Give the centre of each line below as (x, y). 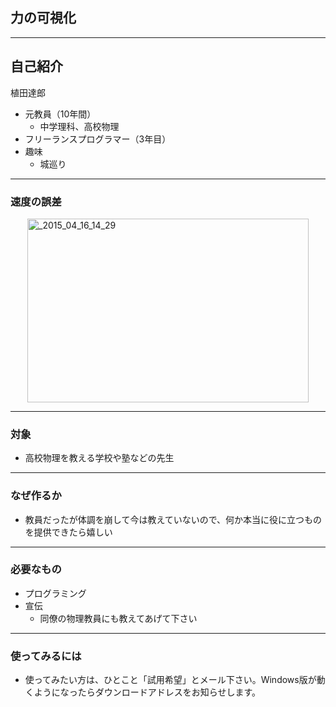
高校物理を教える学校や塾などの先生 (99, 458)
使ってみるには (46, 656)
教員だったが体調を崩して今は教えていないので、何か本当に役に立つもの (173, 519)
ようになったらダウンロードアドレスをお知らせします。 (147, 692)
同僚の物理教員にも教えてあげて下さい (118, 618)
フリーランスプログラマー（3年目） (98, 139)
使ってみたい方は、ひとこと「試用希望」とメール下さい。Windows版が (170, 680)
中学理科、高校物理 (79, 126)
